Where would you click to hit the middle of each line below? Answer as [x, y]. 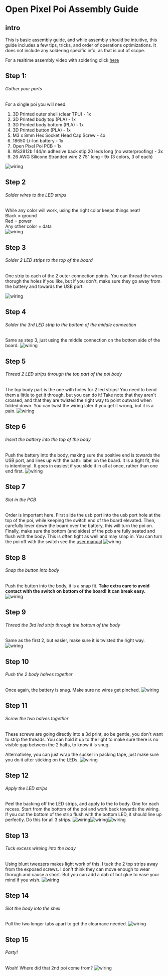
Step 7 [16, 487]
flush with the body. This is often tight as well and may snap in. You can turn [84, 536]
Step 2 [16, 182]
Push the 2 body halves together [39, 674]
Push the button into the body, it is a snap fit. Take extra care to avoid [77, 586]
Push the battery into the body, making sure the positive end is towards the [83, 455]
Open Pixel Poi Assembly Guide [72, 9]
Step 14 [17, 896]
